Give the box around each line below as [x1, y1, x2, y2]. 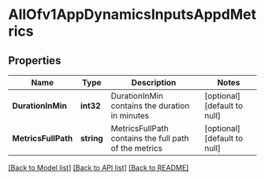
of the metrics [110, 143, 163, 153]
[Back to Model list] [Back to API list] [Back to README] [8, 163, 189, 172]
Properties [8, 54, 62, 67]
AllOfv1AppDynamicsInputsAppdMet [8, 6, 256, 24]
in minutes [110, 111, 150, 121]
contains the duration [110, 100, 190, 111]
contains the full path [110, 133, 189, 144]
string [80, 133, 104, 144]
